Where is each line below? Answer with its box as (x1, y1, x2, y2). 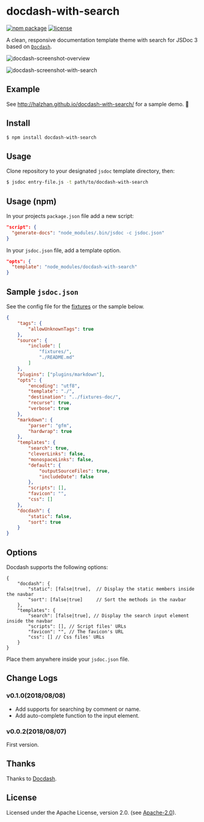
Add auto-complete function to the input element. (15, 711, 140, 719)
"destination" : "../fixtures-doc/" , (28, 394, 121, 401)
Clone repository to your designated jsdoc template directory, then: (6, 167, 175, 175)
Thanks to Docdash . (6, 774, 57, 782)
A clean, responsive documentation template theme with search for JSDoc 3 (6, 36, 198, 43)
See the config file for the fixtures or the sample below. (6, 303, 145, 310)
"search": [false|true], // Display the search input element (28, 613, 189, 619)
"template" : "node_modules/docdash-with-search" (12, 264, 138, 270)
